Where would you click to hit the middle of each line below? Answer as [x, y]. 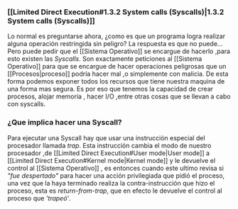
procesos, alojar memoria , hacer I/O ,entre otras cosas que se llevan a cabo [119, 96]
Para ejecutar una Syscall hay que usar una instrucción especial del [106, 137]
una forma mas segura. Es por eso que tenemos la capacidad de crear [110, 89]
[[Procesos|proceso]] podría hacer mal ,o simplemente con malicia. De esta [118, 74]
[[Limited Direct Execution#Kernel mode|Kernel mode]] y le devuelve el [111, 160]
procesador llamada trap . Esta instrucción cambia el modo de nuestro [109, 145]
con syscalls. [27, 104]
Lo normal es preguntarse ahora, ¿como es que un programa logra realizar [117, 36]
